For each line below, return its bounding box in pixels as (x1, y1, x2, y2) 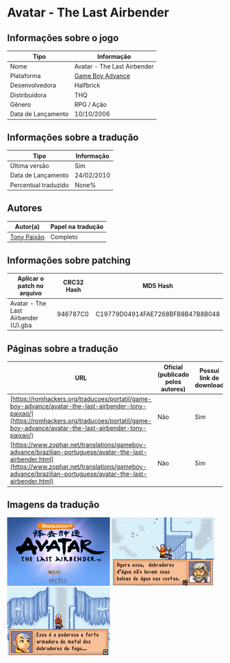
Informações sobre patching (7, 254, 131, 266)
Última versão (10, 162, 49, 170)
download (194, 381, 225, 389)
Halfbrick (74, 81, 101, 90)
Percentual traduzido (10, 180, 70, 189)
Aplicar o (17, 274, 44, 282)
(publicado (157, 370, 190, 378)
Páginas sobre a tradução (7, 343, 118, 354)
